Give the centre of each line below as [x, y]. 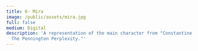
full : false [21, 22]
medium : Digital [26, 28]
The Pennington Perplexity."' [49, 39]
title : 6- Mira [25, 11]
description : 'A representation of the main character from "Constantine [99, 33]
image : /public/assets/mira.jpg [46, 17]
